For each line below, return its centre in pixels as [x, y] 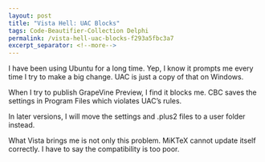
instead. [22, 125]
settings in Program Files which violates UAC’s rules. [95, 101]
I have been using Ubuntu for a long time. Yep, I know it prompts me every [131, 68]
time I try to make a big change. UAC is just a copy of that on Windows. [126, 77]
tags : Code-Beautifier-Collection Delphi [79, 30]
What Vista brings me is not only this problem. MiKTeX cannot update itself [132, 140]
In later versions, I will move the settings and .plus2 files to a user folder [127, 116]
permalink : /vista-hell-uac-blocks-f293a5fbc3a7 [91, 38]
